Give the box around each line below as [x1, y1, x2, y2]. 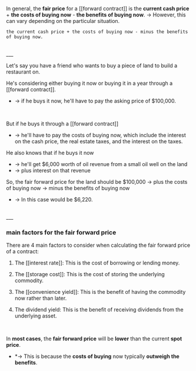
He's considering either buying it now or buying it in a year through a [6, 79, 173, 87]
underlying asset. [14, 312, 57, 320]
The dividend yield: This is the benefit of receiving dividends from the [14, 306, 184, 313]
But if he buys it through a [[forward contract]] [6, 120, 119, 127]
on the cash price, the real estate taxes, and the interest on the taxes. [14, 138, 183, 145]
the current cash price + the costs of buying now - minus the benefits [6, 29, 188, 35]
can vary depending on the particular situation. [6, 18, 120, 24]
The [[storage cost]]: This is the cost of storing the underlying [14, 271, 165, 278]
